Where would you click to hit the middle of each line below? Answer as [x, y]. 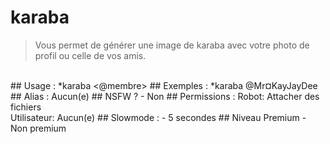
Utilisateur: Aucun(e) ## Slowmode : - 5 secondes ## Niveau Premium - [158, 117]
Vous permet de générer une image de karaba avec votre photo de [172, 45]
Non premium [38, 128]
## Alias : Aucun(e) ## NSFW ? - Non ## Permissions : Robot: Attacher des [165, 96]
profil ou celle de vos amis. [90, 55]
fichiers [26, 107]
